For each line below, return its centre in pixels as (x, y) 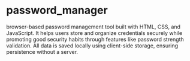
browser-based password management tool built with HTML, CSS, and (94, 27)
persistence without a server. (42, 52)
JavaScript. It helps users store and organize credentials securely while (94, 33)
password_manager (57, 10)
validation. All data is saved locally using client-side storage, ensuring (92, 46)
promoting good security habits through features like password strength (95, 39)
